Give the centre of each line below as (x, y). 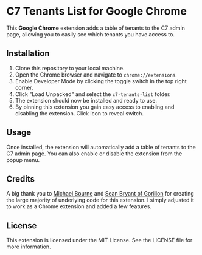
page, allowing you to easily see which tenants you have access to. (91, 34)
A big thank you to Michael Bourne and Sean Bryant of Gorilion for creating (100, 194)
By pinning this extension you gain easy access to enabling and (95, 107)
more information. (29, 246)
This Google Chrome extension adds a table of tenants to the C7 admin (96, 28)
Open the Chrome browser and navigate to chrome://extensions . (96, 75)
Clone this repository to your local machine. (70, 68)
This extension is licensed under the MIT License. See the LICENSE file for (99, 240)
